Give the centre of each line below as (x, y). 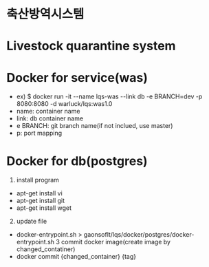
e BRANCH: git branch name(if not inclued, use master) (95, 126)
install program (38, 180)
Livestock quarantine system (91, 46)
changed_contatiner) (46, 249)
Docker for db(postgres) (77, 161)
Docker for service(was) (77, 77)
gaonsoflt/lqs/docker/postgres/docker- (139, 235)
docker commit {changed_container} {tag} (76, 257)
